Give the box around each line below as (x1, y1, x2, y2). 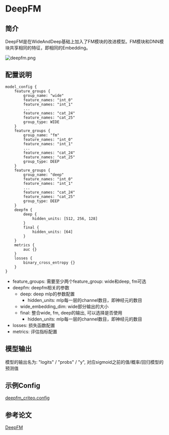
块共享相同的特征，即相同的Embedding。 (5, 45, 91, 51)
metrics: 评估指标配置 (12, 329, 57, 335)
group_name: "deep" (23, 172, 64, 177)
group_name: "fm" (23, 133, 59, 138)
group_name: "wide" (23, 93, 64, 98)
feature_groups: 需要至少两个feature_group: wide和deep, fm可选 (12, 278, 147, 284)
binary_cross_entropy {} (23, 260, 75, 265)
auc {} (23, 247, 37, 252)
